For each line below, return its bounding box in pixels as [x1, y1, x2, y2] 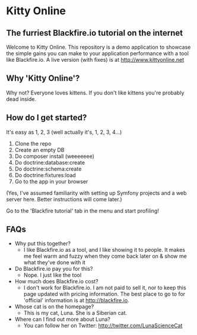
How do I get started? [6, 113, 87, 123]
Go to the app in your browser [14, 178, 88, 185]
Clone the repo [14, 140, 52, 147]
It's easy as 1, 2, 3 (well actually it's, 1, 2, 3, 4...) [6, 128, 122, 135]
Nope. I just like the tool [23, 271, 82, 279]
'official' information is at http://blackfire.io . [23, 297, 129, 304]
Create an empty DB [14, 146, 65, 153]
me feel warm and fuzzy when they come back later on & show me [23, 252, 187, 260]
